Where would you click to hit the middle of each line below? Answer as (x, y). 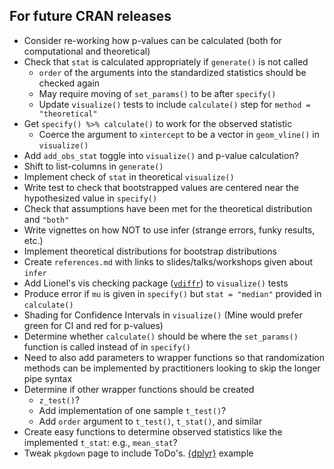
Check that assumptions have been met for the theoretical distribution (168, 208)
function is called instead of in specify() (107, 346)
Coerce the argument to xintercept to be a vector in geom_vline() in (179, 134)
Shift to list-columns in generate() (93, 166)
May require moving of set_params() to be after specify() (157, 93)
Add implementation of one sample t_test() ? (132, 410)
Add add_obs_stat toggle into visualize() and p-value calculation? (161, 155)
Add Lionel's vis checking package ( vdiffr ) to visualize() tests (156, 283)
